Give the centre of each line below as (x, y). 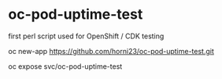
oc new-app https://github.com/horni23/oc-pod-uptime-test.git (111, 51)
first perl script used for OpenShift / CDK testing (86, 36)
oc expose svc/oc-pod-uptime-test (65, 66)
